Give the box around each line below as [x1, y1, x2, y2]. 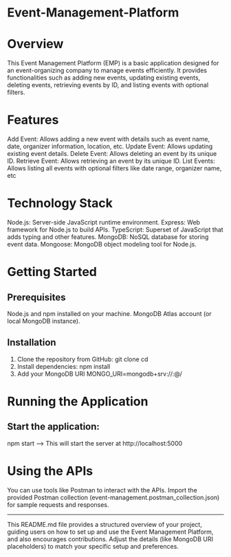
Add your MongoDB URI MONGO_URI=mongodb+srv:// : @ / [16, 370, 182, 378]
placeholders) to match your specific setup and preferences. [7, 542, 179, 550]
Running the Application [7, 394, 148, 409]
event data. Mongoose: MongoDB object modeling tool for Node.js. [7, 240, 197, 248]
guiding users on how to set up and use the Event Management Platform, [7, 527, 214, 536]
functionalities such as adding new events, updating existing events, [7, 73, 201, 82]
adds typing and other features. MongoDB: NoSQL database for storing [7, 233, 209, 241]
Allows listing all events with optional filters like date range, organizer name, [7, 164, 222, 172]
